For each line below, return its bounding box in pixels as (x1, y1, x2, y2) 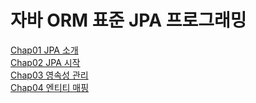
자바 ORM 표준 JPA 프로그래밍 (10, 9, 247, 32)
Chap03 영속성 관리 (10, 69, 89, 81)
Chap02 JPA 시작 (10, 56, 81, 68)
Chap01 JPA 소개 (10, 44, 79, 56)
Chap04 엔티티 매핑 (10, 81, 90, 93)
